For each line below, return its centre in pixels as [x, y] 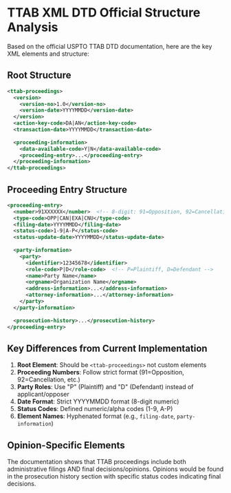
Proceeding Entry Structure [67, 190]
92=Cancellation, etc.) [48, 379]
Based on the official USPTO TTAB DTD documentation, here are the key [110, 46]
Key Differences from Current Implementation [107, 348]
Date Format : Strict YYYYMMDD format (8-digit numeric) [98, 401]
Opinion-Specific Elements [66, 445]
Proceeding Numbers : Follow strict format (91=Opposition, [100, 373]
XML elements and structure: [48, 54]
